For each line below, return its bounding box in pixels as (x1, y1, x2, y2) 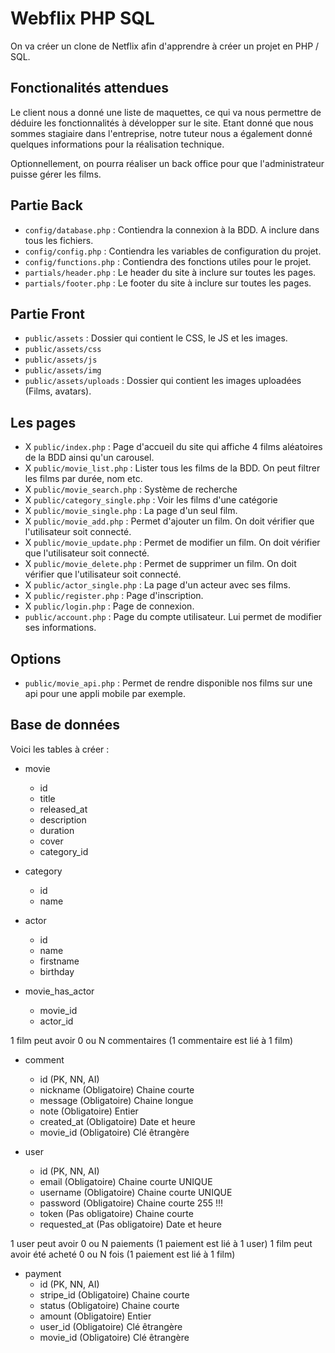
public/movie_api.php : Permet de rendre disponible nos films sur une (24, 677, 313, 689)
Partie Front (10, 305, 85, 322)
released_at (39, 803, 88, 815)
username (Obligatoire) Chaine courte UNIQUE (39, 1186, 233, 1198)
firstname (39, 955, 80, 967)
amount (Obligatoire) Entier (39, 1310, 152, 1322)
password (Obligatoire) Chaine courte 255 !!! (39, 1197, 224, 1209)
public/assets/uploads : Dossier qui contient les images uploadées (24, 375, 302, 387)
